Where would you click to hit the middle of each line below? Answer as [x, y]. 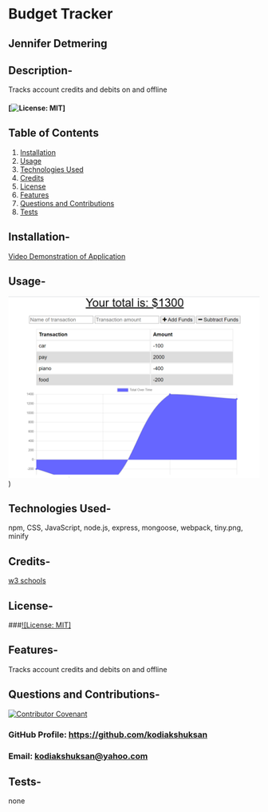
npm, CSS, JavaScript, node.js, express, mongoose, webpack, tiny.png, [126, 527]
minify [19, 536]
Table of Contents [54, 133]
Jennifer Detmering [58, 44]
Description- [41, 70]
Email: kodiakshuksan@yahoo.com [78, 756]
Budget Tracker [61, 14]
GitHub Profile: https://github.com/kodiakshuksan [108, 734]
